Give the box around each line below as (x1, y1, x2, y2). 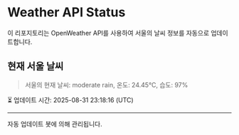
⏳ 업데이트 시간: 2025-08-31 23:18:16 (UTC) (7, 95, 134, 104)
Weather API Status (7, 4, 126, 21)
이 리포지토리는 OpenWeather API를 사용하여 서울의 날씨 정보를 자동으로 (7, 28, 210, 37)
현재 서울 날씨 (7, 60, 64, 72)
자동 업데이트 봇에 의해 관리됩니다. (7, 119, 102, 128)
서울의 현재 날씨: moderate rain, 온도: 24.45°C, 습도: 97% (24, 80, 188, 89)
